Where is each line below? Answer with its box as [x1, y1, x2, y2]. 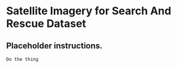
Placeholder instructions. [6, 41, 103, 51]
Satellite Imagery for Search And [6, 4, 172, 18]
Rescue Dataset [6, 17, 87, 30]
